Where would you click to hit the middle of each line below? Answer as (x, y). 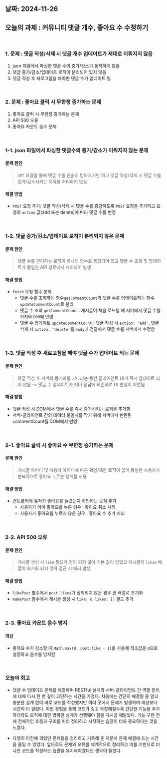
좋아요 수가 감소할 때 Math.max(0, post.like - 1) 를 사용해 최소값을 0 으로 (85, 648)
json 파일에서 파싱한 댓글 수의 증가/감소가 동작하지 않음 (66, 66)
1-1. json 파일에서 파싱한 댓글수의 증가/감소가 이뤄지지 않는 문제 (77, 150)
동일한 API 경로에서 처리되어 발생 (59, 267)
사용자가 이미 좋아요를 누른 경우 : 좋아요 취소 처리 (68, 507)
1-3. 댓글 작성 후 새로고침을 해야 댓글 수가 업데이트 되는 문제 (72, 353)
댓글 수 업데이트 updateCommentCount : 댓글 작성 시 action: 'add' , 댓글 (89, 323)
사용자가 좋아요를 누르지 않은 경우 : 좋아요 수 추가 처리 (72, 513)
